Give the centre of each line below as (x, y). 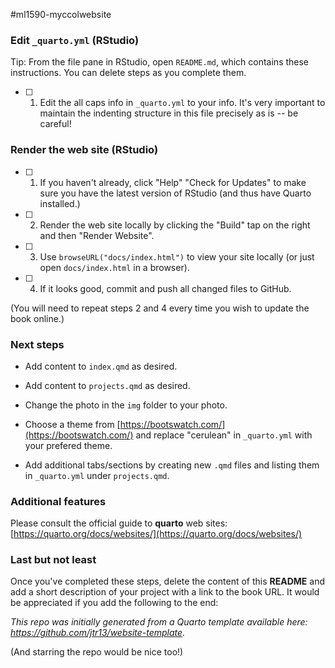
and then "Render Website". (97, 235)
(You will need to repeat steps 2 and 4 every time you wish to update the (160, 308)
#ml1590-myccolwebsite (61, 14)
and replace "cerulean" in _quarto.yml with (224, 435)
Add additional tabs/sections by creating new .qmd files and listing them (172, 465)
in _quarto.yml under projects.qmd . (97, 475)
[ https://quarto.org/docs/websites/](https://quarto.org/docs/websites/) (156, 534)
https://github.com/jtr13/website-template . (98, 633)
